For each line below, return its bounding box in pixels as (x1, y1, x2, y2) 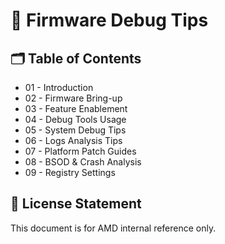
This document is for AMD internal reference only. (10, 222, 217, 234)
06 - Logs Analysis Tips (24, 135, 123, 146)
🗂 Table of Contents (10, 50, 142, 67)
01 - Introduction (24, 82, 94, 93)
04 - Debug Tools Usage (24, 114, 127, 125)
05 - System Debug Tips (24, 124, 127, 136)
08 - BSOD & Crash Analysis (24, 156, 142, 168)
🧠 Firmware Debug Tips (10, 9, 209, 32)
